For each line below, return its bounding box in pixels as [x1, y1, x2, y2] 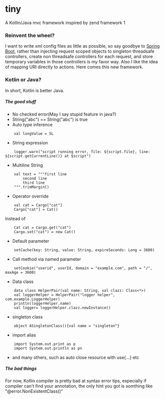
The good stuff [5, 99, 36, 105]
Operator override [12, 193, 49, 199]
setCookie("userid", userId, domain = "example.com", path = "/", [14, 265, 153, 271]
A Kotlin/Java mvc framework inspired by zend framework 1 [5, 20, 125, 26]
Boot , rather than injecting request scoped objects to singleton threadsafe [5, 48, 155, 55]
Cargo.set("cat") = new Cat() [14, 229, 76, 234]
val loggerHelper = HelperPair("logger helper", [14, 292, 115, 297]
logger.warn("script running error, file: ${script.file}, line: [14, 149, 151, 154]
